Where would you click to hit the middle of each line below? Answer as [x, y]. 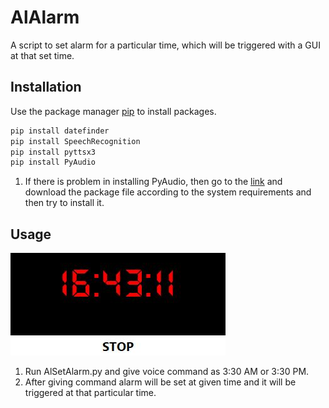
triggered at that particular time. [90, 393]
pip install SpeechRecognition [75, 141]
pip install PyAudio [53, 162]
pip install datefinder [60, 131]
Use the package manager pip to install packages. [113, 111]
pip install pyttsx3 [53, 152]
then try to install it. [64, 203]
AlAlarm [45, 17]
